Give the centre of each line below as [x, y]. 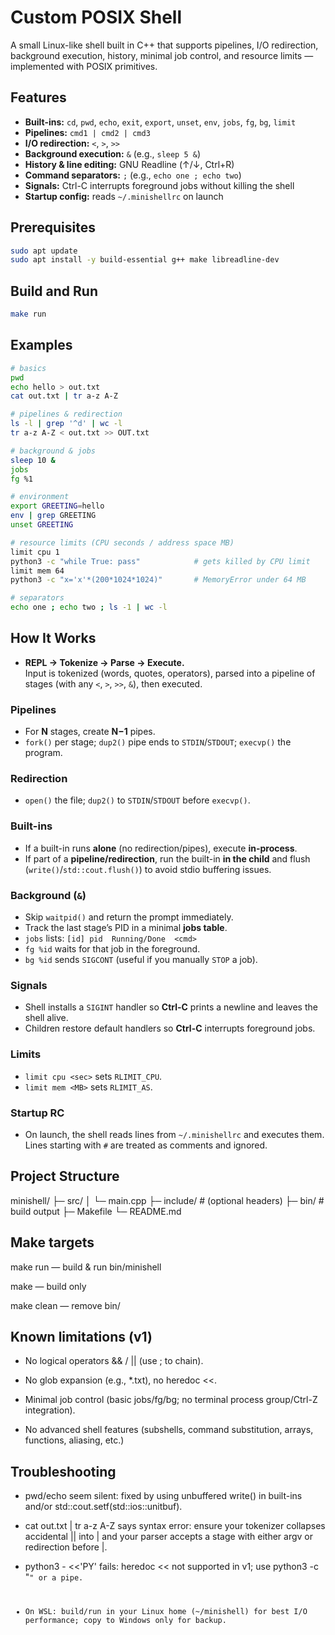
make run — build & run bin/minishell [86, 1267]
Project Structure [65, 1176]
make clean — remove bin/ [65, 1305]
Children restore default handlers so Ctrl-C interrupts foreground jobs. [170, 1028]
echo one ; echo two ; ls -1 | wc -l [89, 607]
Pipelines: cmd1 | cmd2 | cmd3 [87, 132]
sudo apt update [44, 251]
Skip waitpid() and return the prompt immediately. [129, 917]
